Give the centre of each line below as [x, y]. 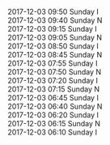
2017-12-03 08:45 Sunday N [55, 55]
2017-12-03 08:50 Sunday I [53, 46]
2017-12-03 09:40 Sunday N [55, 20]
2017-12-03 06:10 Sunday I [53, 132]
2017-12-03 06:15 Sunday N [54, 124]
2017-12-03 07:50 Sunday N [55, 72]
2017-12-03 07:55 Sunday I [53, 63]
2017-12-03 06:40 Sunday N [55, 106]
